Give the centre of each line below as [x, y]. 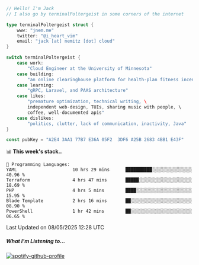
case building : [36, 74]
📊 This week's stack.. [34, 152]
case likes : [31, 96]
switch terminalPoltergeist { [44, 58]
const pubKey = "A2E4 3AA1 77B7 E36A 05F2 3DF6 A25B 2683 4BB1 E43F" [95, 140]
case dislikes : [36, 118]
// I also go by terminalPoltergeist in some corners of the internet [95, 14]
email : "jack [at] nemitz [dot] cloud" [66, 41]
